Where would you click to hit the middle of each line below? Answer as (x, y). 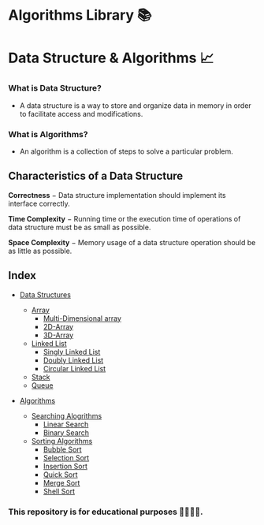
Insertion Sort (65, 466)
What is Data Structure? (55, 88)
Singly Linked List (72, 352)
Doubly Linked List (73, 360)
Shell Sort (59, 491)
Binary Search (66, 432)
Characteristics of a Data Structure (96, 176)
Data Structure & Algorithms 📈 (111, 58)
